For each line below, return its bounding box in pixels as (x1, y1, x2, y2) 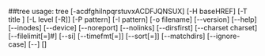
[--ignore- (206, 31, 240, 40)
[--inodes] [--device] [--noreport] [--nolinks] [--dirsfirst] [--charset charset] (8, 23, 258, 32)
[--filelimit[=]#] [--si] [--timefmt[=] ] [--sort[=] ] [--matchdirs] (8, 31, 206, 40)
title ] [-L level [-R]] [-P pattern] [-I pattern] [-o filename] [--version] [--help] (8, 15, 257, 24)
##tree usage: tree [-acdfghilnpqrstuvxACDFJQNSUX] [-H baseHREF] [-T (8, 7, 248, 16)
